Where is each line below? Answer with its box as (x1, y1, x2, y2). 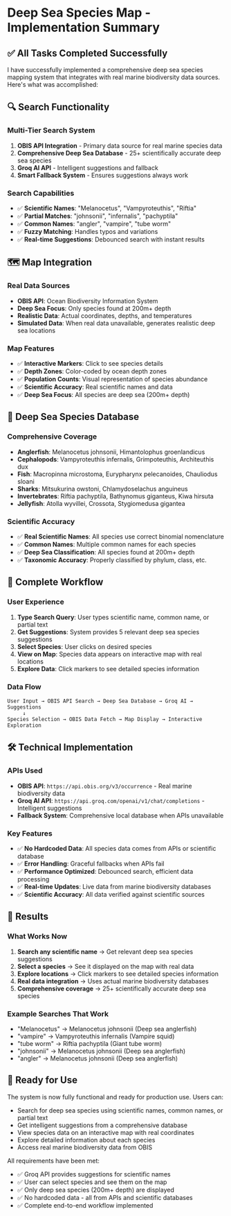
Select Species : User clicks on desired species (17, 642, 152, 650)
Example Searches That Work (7, 1008, 109, 1018)
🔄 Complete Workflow (7, 576, 104, 588)
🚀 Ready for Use (7, 1074, 78, 1086)
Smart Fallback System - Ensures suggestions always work (17, 171, 189, 179)
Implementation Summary (7, 19, 160, 35)
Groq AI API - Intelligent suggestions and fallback (17, 163, 159, 171)
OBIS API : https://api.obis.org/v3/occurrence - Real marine (17, 782, 192, 790)
